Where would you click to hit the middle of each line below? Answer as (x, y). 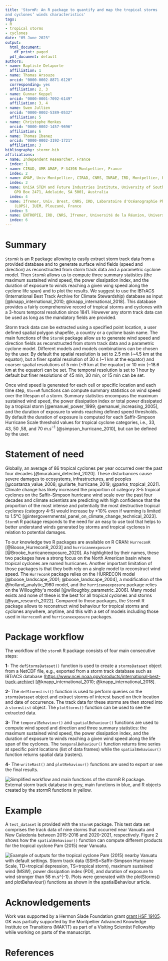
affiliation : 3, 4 (29, 103)
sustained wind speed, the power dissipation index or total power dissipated (83, 401)
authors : (14, 61)
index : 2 (19, 173)
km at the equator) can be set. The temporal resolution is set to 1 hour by (80, 370)
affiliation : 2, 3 (29, 89)
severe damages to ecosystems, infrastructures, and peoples (68, 479)
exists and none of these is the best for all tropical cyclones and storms (79, 595)
